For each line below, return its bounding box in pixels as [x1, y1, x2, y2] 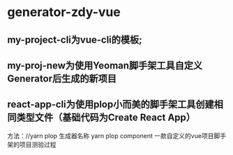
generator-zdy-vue [7, 4, 121, 20]
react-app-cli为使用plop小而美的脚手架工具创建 [7, 98, 214, 110]
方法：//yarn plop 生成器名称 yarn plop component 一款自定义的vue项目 [7, 131, 214, 140]
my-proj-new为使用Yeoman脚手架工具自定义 [7, 59, 203, 71]
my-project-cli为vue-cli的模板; [7, 34, 142, 45]
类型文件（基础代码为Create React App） [16, 112, 196, 124]
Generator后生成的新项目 [7, 73, 117, 84]
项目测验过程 [19, 140, 57, 149]
